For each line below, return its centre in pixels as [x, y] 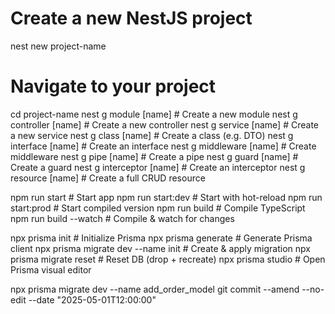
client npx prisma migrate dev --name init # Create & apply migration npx [160, 248]
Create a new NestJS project [131, 18]
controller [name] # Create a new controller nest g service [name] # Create [165, 124]
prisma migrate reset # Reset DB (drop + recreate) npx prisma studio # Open [168, 259]
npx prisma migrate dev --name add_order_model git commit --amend [155, 289]
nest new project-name [58, 46]
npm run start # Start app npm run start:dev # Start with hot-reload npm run [166, 197]
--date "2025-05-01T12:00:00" [92, 299]
